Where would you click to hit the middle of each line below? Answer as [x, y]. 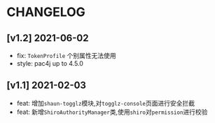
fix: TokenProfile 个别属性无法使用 [66, 56]
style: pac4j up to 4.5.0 [50, 63]
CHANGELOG [46, 12]
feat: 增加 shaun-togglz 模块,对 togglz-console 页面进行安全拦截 [106, 103]
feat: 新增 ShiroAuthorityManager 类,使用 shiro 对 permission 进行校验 [112, 112]
